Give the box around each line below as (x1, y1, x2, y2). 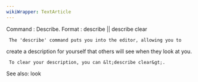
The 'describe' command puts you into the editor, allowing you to (8, 37, 182, 43)
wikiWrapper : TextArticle (6, 8, 71, 15)
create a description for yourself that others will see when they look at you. (6, 48, 193, 55)
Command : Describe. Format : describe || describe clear (6, 25, 147, 33)
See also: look (6, 70, 42, 77)
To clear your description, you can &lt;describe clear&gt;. (8, 59, 166, 65)
